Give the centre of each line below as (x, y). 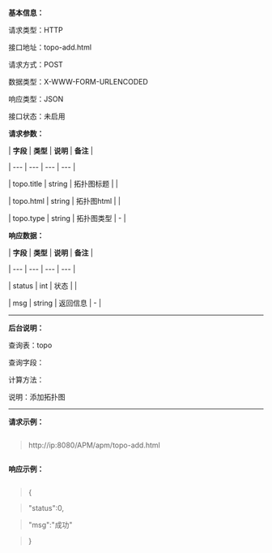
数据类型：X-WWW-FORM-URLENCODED (78, 82)
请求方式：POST (36, 65)
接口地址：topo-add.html (50, 47)
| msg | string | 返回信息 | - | (55, 303)
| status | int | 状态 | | (43, 286)
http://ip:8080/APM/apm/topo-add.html (94, 445)
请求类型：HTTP (36, 30)
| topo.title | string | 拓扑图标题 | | (64, 184)
